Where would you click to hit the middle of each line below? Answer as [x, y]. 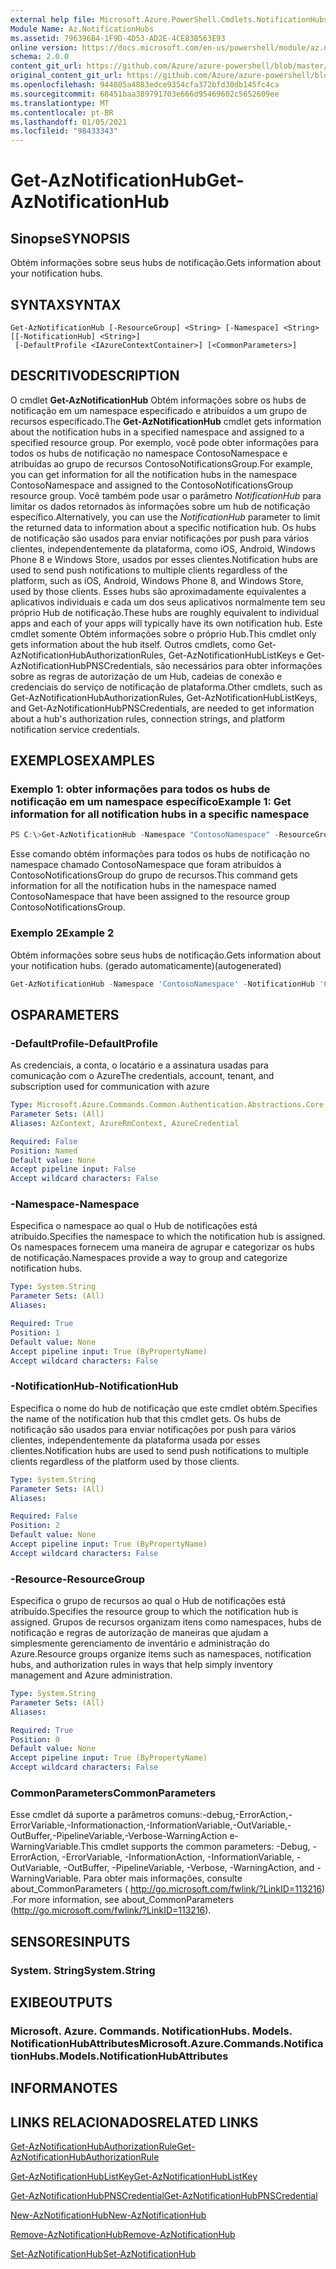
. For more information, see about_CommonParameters [122, 1900]
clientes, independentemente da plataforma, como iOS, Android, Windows [163, 548]
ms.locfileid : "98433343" [64, 131]
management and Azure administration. [91, 1675]
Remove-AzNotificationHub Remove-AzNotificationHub [123, 2235]
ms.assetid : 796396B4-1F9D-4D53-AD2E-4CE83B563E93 [118, 38]
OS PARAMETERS [65, 1014]
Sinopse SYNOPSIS [70, 238]
